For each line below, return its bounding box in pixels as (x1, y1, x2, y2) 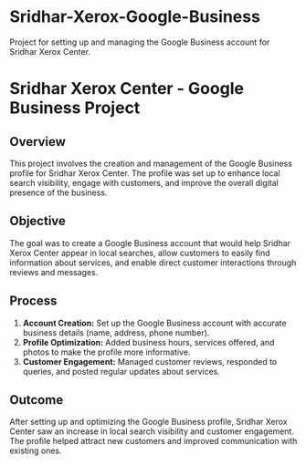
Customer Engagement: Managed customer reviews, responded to (22, 356, 278, 367)
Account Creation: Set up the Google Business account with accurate (22, 317, 287, 328)
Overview (9, 134, 67, 150)
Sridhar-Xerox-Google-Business (9, 6, 260, 27)
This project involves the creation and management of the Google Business (9, 158, 292, 169)
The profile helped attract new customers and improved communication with (9, 436, 298, 447)
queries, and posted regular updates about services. (22, 366, 221, 377)
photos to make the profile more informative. (22, 346, 191, 357)
